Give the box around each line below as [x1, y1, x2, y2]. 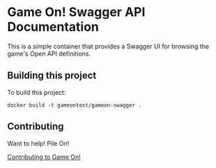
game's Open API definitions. [7, 49, 91, 58]
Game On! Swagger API [7, 4, 146, 20]
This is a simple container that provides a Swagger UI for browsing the [7, 42, 210, 50]
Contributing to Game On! [7, 153, 82, 161]
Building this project [7, 70, 97, 82]
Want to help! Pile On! [7, 139, 70, 147]
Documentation [7, 19, 100, 35]
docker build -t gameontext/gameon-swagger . [7, 102, 141, 109]
